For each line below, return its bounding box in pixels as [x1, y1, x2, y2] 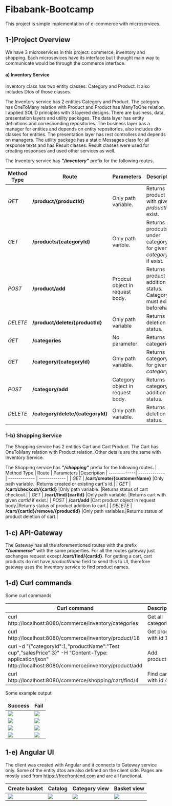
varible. [112, 241, 131, 248]
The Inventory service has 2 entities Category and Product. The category [5, 99, 160, 105]
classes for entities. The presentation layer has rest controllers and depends [5, 131, 166, 137]
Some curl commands [5, 592, 52, 599]
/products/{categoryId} [32, 238, 91, 245]
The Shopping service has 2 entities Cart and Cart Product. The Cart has [5, 444, 159, 450]
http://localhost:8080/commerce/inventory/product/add [8, 662, 143, 669]
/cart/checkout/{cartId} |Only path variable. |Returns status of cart [5, 486, 148, 492]
